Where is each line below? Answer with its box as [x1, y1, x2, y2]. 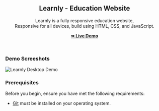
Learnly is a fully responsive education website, [35, 17, 134, 24]
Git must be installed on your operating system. [12, 100, 111, 106]
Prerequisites [5, 79, 39, 86]
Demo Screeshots [5, 55, 50, 62]
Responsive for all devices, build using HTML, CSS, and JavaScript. [15, 23, 154, 29]
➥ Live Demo [70, 32, 99, 39]
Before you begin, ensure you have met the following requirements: [5, 90, 145, 97]
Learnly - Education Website [39, 4, 130, 13]
